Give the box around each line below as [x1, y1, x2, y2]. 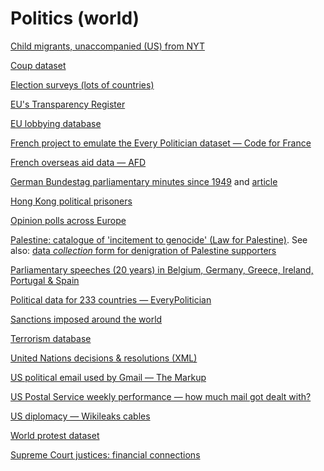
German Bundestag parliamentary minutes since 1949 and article [10, 175, 278, 187]
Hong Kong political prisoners [10, 195, 133, 207]
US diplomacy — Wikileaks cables [10, 410, 151, 422]
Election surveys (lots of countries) [10, 78, 155, 91]
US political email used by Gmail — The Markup [10, 371, 207, 383]
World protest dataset [10, 429, 100, 441]
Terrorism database [10, 332, 92, 344]
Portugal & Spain [10, 274, 80, 286]
